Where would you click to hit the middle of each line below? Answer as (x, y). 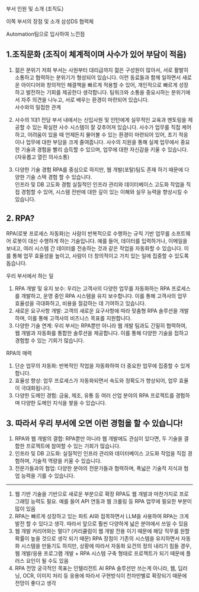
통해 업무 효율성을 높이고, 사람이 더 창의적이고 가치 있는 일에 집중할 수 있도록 (101, 256)
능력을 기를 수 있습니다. (48, 476)
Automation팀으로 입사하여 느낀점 (46, 34)
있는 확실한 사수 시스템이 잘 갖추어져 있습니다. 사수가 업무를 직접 (106, 127)
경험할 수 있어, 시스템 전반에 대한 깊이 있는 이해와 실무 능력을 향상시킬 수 (105, 191)
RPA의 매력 (19, 353)
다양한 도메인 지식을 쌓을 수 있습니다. (64, 402)
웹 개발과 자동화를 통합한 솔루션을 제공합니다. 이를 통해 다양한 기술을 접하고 (102, 333)
